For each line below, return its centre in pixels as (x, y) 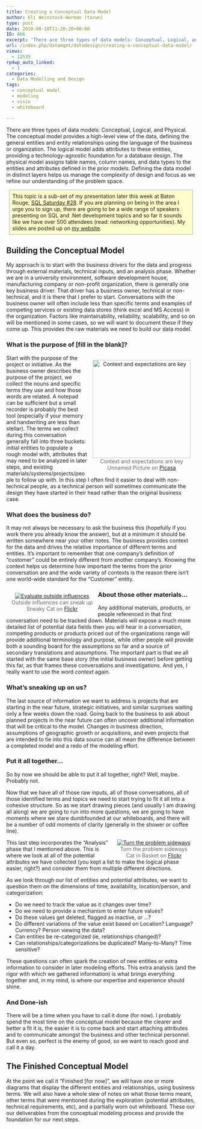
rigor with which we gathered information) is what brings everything (90, 974)
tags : (13, 85)
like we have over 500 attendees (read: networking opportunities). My (99, 221)
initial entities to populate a (40, 448)
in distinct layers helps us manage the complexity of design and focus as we (101, 174)
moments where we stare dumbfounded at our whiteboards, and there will (98, 818)
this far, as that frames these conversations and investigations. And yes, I (97, 666)
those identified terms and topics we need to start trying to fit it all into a (96, 799)
